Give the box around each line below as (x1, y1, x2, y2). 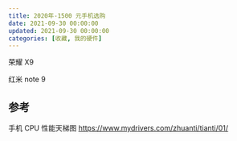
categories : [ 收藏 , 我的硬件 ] (8, 34, 102, 43)
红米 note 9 (8, 74, 46, 85)
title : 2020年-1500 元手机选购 (8, 11, 106, 20)
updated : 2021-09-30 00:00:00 (8, 27, 110, 35)
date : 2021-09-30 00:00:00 (8, 19, 99, 27)
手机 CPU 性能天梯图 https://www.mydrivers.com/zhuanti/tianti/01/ (8, 123, 229, 133)
